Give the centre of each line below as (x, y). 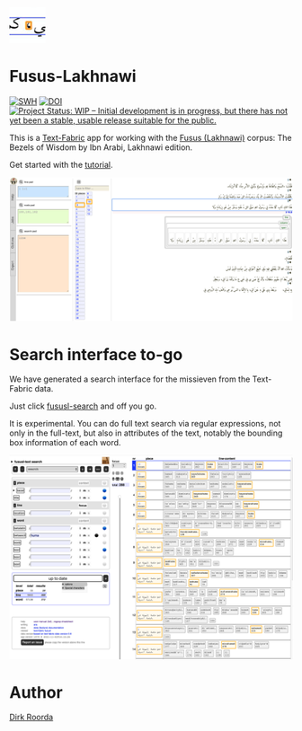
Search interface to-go (96, 354)
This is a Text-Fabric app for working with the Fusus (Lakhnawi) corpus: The (151, 137)
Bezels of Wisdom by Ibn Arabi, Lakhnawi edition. (101, 147)
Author (36, 692)
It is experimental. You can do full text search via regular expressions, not (145, 424)
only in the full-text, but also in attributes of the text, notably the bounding (146, 433)
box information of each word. (65, 443)
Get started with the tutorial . (62, 164)
